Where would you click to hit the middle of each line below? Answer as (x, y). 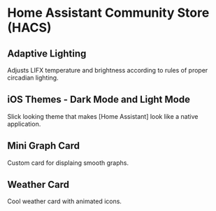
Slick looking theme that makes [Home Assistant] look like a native (103, 116)
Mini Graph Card (44, 146)
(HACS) (29, 28)
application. (24, 124)
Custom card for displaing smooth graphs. (68, 163)
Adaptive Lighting (47, 53)
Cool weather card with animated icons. (65, 201)
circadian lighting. (33, 78)
